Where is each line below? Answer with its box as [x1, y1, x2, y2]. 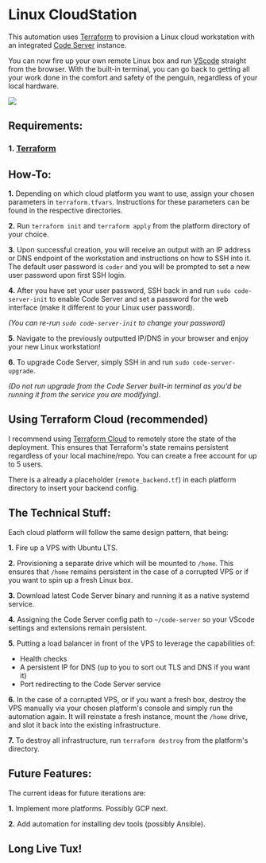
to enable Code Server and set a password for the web [48, 295, 229, 304]
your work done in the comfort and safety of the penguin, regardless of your [8, 72, 258, 82]
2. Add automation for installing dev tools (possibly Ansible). [8, 818, 206, 829]
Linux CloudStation [8, 6, 137, 24]
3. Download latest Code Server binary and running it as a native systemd [8, 591, 250, 600]
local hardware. [8, 81, 60, 91]
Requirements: [8, 119, 83, 133]
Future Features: [8, 767, 92, 781]
